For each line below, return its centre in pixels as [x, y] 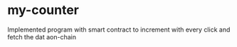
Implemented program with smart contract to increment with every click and [119, 29]
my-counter [43, 10]
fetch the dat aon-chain [42, 36]
